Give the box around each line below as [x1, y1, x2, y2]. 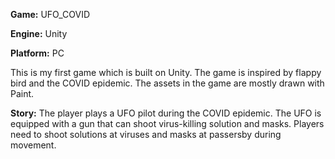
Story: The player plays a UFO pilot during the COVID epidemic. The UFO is [10, 107, 322, 119]
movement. [10, 139, 57, 151]
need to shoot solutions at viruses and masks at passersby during [10, 129, 282, 140]
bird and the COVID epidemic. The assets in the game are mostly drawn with [10, 77, 325, 89]
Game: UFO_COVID [10, 9, 91, 20]
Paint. [10, 88, 35, 99]
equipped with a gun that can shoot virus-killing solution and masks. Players [10, 118, 325, 129]
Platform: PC [10, 47, 65, 59]
